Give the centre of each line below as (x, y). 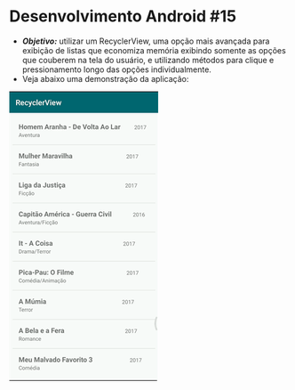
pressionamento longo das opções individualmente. (116, 69)
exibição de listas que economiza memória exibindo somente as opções (154, 50)
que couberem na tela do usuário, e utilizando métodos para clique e (148, 60)
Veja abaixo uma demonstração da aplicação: (105, 78)
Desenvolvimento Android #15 (123, 16)
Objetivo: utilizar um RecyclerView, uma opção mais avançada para (146, 41)
